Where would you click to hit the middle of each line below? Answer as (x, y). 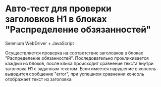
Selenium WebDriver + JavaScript (40, 43)
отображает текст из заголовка (38, 79)
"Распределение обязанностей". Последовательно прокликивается (77, 58)
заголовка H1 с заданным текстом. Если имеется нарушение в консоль (81, 68)
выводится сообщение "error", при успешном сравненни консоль (75, 74)
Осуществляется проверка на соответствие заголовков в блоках (74, 53)
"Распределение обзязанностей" (78, 30)
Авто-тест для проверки (58, 9)
